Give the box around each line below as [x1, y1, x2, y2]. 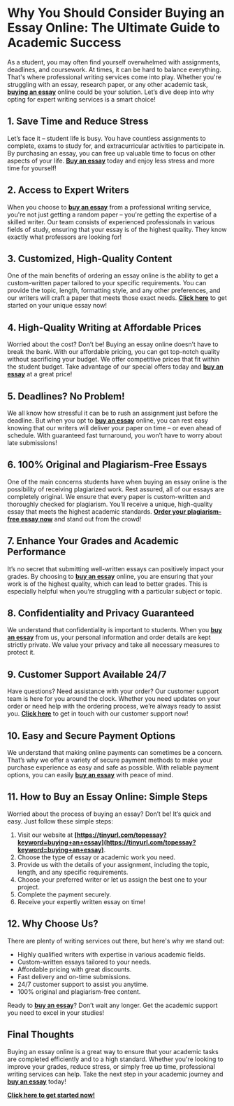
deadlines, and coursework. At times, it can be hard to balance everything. [7, 65, 221, 74]
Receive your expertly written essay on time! [17, 897, 146, 906]
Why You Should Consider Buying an [7, 5, 225, 21]
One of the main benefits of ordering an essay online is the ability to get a [7, 271, 219, 280]
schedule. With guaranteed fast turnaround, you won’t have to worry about [7, 431, 222, 439]
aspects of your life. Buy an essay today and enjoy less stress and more [7, 156, 215, 165]
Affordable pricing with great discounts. [17, 965, 132, 974]
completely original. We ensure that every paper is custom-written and [7, 492, 211, 500]
